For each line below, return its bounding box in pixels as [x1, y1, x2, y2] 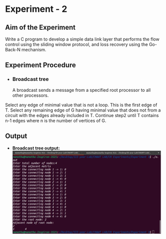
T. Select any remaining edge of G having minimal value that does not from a [5, 107, 161, 113]
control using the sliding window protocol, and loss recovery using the [5, 41, 148, 47]
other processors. [12, 92, 49, 98]
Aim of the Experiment [5, 23, 76, 32]
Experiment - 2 [5, 3, 68, 15]
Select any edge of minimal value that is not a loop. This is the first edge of [5, 102, 158, 108]
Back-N [5, 47, 21, 52]
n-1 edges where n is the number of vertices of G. [5, 118, 107, 123]
